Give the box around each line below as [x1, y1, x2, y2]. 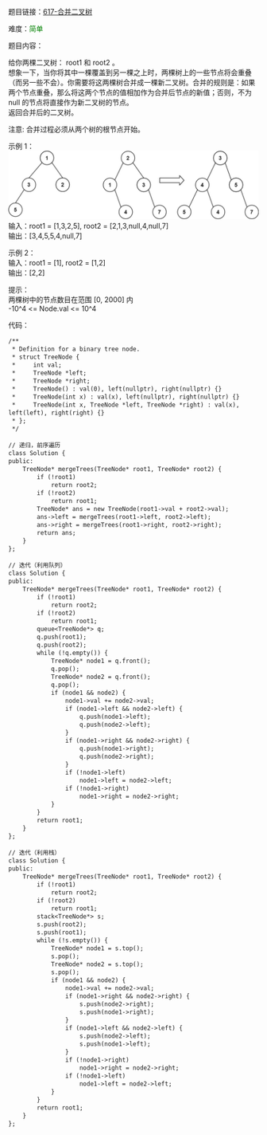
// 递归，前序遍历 [8, 441, 61, 449]
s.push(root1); [37, 928, 87, 937]
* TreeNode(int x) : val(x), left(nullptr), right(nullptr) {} [11, 393, 240, 401]
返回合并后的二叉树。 [8, 108, 78, 117]
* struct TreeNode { [11, 353, 80, 361]
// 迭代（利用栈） [8, 848, 61, 857]
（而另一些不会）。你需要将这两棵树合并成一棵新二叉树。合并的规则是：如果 [8, 78, 256, 87]
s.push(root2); [37, 920, 87, 929]
